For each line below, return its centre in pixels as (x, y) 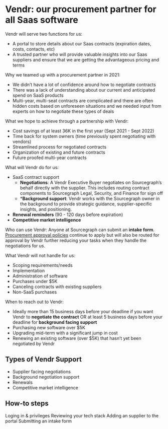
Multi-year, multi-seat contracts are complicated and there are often (83, 100)
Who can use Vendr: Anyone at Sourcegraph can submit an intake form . (80, 230)
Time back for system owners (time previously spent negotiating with (84, 136)
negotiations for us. (25, 246)
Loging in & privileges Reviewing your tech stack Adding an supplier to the (82, 415)
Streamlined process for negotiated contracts (59, 147)
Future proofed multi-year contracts (49, 158)
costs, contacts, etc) (34, 49)
